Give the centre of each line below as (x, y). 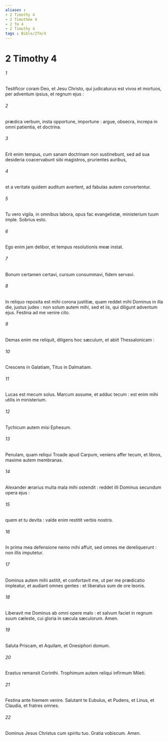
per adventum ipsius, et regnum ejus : (45, 94)
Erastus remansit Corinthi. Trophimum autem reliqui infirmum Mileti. (75, 673)
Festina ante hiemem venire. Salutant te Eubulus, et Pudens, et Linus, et (80, 700)
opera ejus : (18, 493)
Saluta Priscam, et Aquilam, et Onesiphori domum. (58, 646)
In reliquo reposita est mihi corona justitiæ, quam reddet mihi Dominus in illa (84, 301)
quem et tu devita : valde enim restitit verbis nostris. (59, 520)
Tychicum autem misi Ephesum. (38, 427)
